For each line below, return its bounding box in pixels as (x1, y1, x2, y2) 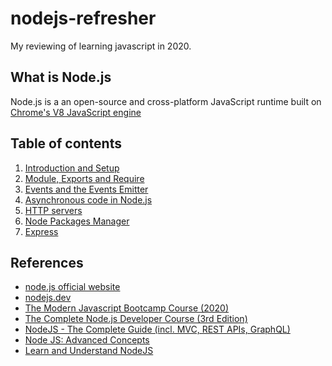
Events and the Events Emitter (24, 183, 149, 195)
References (10, 254, 84, 271)
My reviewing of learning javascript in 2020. (10, 40, 192, 52)
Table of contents (10, 135, 122, 152)
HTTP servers (24, 204, 83, 216)
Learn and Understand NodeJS (24, 345, 154, 357)
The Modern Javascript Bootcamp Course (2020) (24, 302, 230, 314)
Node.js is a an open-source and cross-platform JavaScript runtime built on (10, 95, 322, 107)
